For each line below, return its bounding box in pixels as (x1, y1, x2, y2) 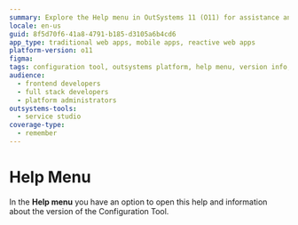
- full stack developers (17, 87, 109, 96)
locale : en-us (9, 21, 62, 30)
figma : (9, 54, 34, 63)
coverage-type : (9, 121, 66, 130)
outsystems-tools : (9, 104, 77, 113)
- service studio (17, 112, 82, 121)
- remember (17, 129, 58, 138)
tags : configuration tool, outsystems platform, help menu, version (9, 63, 268, 72)
